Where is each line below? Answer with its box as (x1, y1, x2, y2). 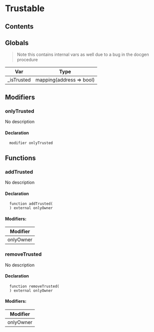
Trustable (5, 3, 45, 14)
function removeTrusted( (9, 284, 60, 289)
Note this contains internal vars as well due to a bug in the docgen (16, 52, 149, 57)
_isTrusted (7, 76, 31, 83)
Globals (5, 38, 29, 47)
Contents (5, 22, 34, 31)
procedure (16, 57, 38, 63)
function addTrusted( (9, 201, 53, 207)
